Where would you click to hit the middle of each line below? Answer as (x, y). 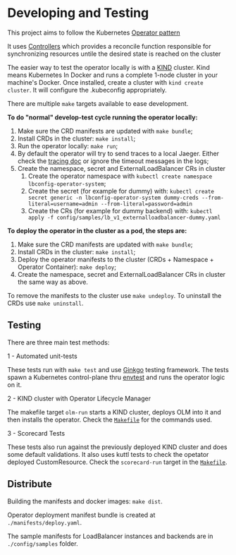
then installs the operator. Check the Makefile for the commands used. (110, 419)
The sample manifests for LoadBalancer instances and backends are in (110, 536)
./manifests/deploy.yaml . (45, 522)
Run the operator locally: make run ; (68, 145)
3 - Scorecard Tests (36, 433)
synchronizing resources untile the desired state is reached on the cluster (114, 54)
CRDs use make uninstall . (45, 303)
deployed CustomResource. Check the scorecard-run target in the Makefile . (117, 462)
